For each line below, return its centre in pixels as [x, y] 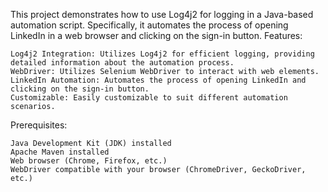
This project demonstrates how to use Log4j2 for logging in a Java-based [162, 14]
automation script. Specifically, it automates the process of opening [149, 25]
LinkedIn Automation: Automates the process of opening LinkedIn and [158, 80]
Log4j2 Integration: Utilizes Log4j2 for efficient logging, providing [162, 54]
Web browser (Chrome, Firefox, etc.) [89, 161]
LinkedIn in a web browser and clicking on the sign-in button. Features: [156, 35]
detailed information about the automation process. [122, 63]
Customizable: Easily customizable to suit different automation [149, 98]
